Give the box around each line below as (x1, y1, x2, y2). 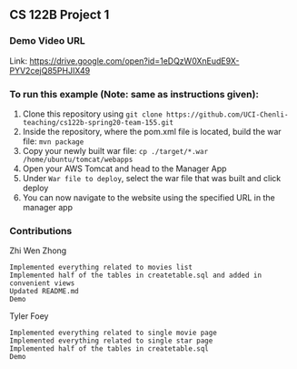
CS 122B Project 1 (9, 7, 110, 23)
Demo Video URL (9, 35, 85, 47)
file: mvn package (22, 136, 84, 147)
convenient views (9, 279, 75, 288)
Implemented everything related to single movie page (9, 328, 218, 338)
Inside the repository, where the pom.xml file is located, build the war (22, 126, 282, 137)
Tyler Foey (9, 311, 49, 322)
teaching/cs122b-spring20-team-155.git (22, 118, 174, 127)
